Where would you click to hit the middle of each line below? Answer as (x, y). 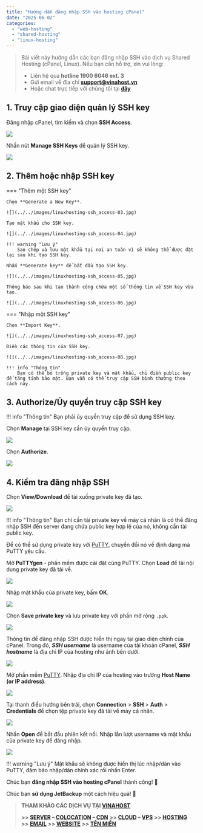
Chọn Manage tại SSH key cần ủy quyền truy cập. (69, 428)
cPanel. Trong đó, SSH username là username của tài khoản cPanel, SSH (98, 645)
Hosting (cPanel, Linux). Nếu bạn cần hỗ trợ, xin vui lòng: (92, 64)
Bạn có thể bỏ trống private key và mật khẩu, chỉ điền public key (104, 373)
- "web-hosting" (32, 29)
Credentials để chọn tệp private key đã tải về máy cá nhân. (80, 711)
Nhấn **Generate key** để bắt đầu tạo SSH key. (68, 266)
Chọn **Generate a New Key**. (45, 202)
